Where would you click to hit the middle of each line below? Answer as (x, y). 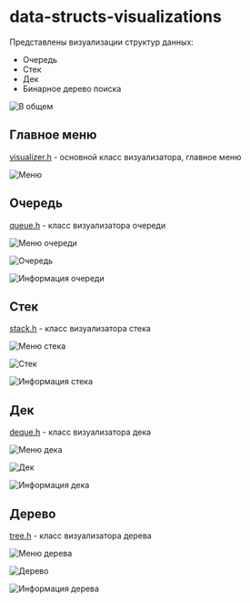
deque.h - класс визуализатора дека (80, 432)
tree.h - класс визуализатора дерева (80, 536)
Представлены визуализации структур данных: (101, 42)
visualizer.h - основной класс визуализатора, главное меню (125, 157)
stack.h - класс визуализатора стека (80, 329)
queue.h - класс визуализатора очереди (88, 225)
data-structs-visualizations (116, 17)
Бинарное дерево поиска (72, 88)
